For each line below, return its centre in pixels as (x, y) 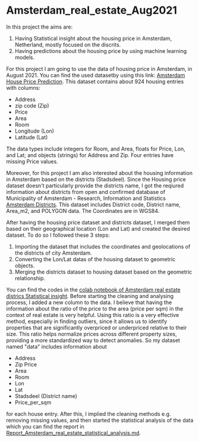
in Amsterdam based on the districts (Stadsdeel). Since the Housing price (96, 179)
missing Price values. (32, 161)
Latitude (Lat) (31, 137)
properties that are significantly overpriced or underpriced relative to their (97, 327)
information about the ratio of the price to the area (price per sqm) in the (95, 308)
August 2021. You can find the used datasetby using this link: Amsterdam (96, 75)
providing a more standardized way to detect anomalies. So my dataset (93, 340)
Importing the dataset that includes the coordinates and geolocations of (102, 246)
